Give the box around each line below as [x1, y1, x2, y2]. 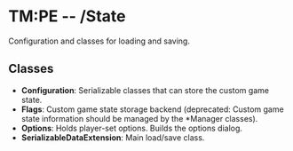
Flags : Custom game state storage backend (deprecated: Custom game [20, 104, 285, 115]
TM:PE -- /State [8, 6, 126, 27]
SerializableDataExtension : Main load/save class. [20, 131, 205, 143]
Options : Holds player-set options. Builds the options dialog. [20, 123, 243, 133]
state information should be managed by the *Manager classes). [20, 113, 258, 123]
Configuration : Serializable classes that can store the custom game [20, 84, 270, 95]
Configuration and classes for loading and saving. [8, 36, 190, 46]
